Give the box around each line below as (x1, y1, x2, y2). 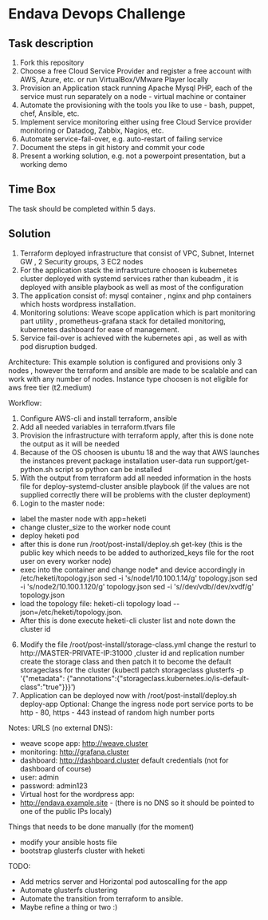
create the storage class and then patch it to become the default (19, 656, 231, 666)
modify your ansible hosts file (19, 837, 117, 847)
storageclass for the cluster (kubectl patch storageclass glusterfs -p (19, 664, 245, 675)
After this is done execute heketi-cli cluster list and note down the (19, 616, 236, 625)
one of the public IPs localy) (19, 806, 112, 815)
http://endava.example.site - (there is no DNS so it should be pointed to (19, 798, 255, 807)
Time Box (8, 183, 56, 196)
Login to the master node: (19, 498, 105, 508)
